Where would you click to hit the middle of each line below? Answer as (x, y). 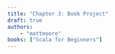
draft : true (25, 20)
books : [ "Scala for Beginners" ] (55, 40)
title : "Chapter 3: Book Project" (58, 14)
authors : (20, 27)
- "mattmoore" (41, 33)
